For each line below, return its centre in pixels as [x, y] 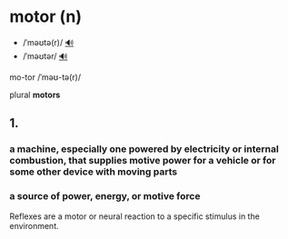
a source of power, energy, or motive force [105, 196]
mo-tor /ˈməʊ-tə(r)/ [45, 77]
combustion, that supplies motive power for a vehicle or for [143, 161]
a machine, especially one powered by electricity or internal [144, 149]
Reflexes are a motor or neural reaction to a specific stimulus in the [135, 216]
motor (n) [45, 17]
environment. [34, 225]
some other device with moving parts [94, 172]
